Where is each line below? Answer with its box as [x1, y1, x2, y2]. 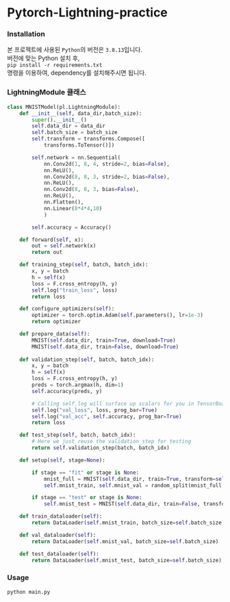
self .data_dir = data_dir [31, 123, 106, 129]
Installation [7, 29, 46, 39]
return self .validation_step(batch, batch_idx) [31, 444, 170, 451]
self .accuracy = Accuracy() [31, 224, 112, 231]
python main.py [7, 588, 51, 595]
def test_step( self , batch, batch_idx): [19, 431, 136, 439]
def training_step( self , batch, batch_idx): [19, 262, 149, 268]
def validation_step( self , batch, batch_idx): [19, 356, 155, 363]
